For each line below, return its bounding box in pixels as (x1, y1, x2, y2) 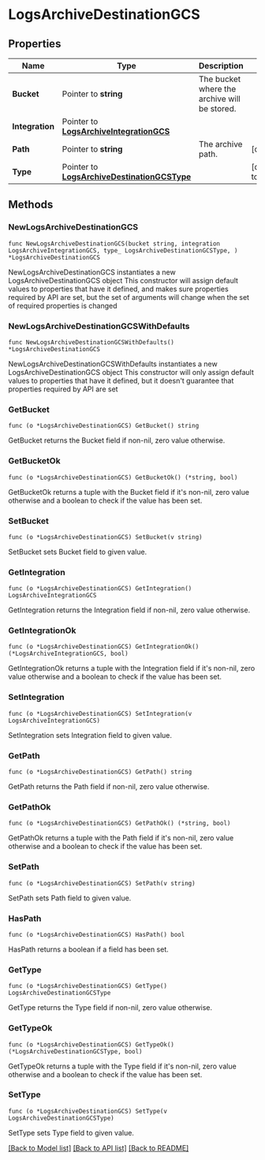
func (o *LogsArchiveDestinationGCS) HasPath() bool (8, 930, 185, 938)
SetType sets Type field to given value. (8, 1128, 134, 1137)
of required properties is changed (8, 301, 118, 310)
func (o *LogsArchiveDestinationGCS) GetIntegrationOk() (8, 643, 200, 651)
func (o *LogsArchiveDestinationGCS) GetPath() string (8, 768, 192, 776)
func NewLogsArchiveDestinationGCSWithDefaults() (8, 338, 175, 346)
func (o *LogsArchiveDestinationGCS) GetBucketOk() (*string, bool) (8, 473, 238, 481)
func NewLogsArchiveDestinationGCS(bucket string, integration (8, 239, 221, 248)
